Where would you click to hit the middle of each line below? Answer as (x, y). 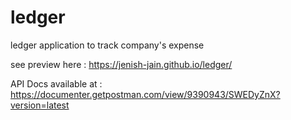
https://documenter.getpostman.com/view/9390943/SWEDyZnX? (145, 94)
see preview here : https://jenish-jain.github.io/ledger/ (121, 64)
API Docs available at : (56, 83)
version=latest (40, 105)
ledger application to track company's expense (107, 45)
